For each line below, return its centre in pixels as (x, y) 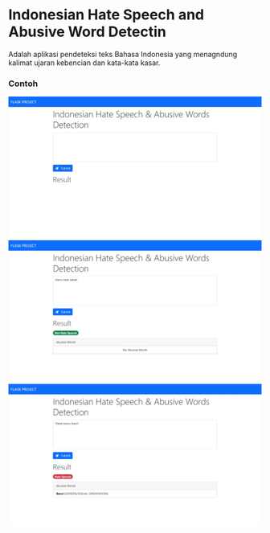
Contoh (23, 84)
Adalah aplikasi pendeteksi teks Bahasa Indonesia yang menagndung (123, 54)
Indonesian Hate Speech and (106, 15)
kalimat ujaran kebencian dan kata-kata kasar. (84, 63)
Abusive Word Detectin (87, 32)
